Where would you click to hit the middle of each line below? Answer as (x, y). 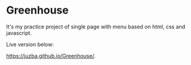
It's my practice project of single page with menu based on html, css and (96, 27)
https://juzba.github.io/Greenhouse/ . (51, 56)
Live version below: (30, 44)
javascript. (19, 32)
